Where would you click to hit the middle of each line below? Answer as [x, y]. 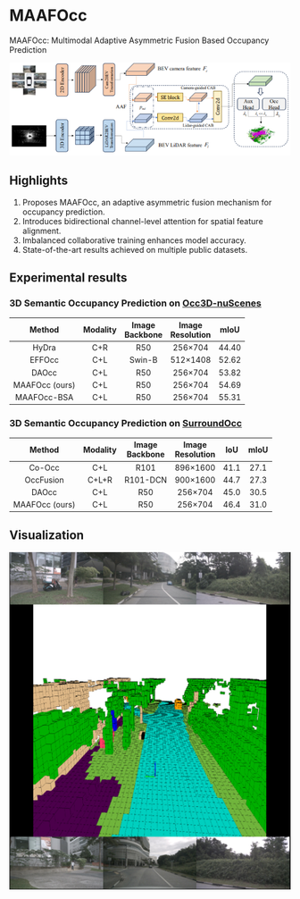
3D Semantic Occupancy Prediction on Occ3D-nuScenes [135, 303]
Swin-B [143, 360]
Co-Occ [44, 467]
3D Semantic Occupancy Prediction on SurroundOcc [126, 423]
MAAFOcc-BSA [44, 398]
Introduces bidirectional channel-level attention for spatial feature [142, 221]
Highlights [39, 181]
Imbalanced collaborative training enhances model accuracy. [134, 240]
